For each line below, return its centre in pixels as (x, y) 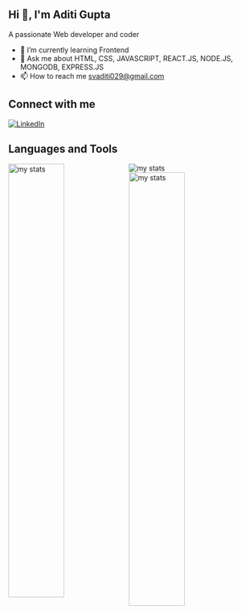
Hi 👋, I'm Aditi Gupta (59, 15)
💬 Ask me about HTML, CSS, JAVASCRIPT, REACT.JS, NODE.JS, (127, 58)
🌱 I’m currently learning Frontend (74, 50)
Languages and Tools (63, 149)
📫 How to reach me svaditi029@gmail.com (92, 76)
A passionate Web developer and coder (74, 34)
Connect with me (52, 104)
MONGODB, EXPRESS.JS (62, 67)
